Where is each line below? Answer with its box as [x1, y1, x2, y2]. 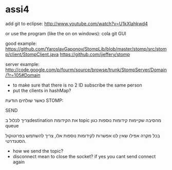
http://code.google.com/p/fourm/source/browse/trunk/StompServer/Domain [5, 67, 167, 73]
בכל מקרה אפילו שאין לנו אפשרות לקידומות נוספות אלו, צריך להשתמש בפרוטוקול [5, 132, 160, 139]
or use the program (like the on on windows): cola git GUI [5, 30, 127, 36]
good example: [5, 40, 37, 47]
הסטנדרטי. [5, 138, 27, 144]
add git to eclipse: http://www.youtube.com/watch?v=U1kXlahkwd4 [5, 20, 148, 27]
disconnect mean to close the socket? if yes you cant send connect [12, 153, 156, 159]
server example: [5, 61, 40, 67]
